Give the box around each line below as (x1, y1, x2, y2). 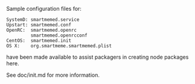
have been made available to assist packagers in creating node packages (6, 53, 189, 61)
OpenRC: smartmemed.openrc (6, 27, 77, 33)
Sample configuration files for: (6, 5, 82, 12)
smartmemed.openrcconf (30, 32, 88, 38)
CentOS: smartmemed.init (6, 38, 71, 44)
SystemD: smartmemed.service (6, 17, 80, 23)
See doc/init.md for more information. (6, 71, 100, 79)
